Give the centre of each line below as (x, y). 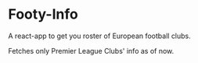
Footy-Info (43, 14)
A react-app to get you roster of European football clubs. (100, 36)
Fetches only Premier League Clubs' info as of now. (91, 51)
